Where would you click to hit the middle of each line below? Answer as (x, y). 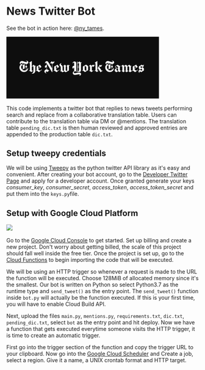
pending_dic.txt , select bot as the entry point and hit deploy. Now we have (101, 322)
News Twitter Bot (51, 11)
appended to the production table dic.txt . (59, 134)
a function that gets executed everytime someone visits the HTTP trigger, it (101, 329)
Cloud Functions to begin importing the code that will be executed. (90, 260)
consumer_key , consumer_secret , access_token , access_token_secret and (100, 187)
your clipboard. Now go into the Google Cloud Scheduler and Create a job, (100, 354)
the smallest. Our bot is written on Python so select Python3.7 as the (92, 285)
